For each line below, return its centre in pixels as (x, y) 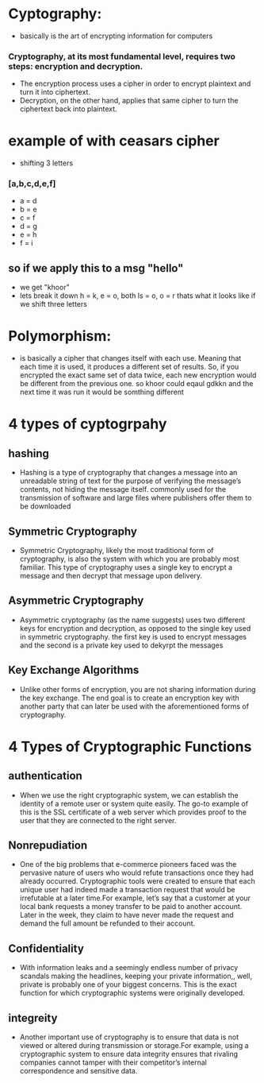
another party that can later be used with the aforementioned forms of (134, 706)
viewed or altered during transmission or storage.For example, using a (134, 1046)
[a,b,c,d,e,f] (32, 184)
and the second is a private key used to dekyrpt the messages (121, 645)
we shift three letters (53, 304)
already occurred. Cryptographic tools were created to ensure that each (137, 881)
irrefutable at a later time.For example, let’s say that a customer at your (135, 898)
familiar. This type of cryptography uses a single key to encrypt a (126, 567)
